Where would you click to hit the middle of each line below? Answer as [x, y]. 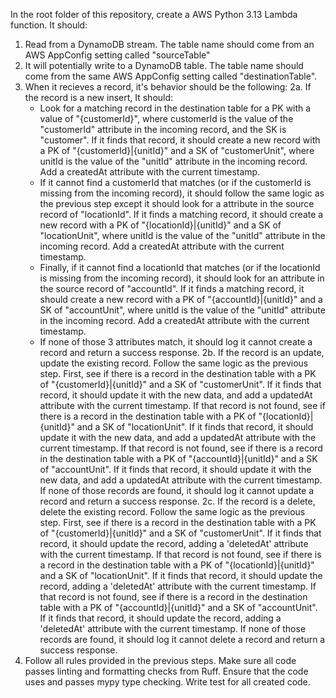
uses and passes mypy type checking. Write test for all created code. [167, 682]
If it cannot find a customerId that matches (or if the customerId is [175, 182]
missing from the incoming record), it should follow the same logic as [182, 193]
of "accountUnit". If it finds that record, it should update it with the [175, 469]
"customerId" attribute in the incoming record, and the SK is [163, 129]
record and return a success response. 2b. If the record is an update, [182, 352]
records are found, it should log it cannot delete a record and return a [182, 639]
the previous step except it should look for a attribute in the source [177, 203]
